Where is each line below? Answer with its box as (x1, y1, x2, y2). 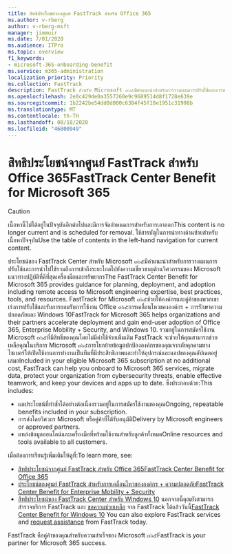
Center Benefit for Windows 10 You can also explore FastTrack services (17, 511, 221, 519)
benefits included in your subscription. (17, 407, 127, 416)
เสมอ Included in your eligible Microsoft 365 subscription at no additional (8, 356, 211, 365)
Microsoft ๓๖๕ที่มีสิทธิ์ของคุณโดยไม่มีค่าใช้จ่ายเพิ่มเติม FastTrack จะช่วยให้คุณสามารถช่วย (8, 333, 218, 341)
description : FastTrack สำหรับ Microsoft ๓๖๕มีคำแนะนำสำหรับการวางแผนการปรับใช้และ (8, 87, 216, 94)
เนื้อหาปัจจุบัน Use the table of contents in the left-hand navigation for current (8, 236, 218, 244)
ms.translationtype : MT (8, 106, 76, 113)
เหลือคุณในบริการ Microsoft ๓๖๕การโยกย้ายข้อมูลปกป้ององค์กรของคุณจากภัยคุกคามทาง (8, 341, 211, 350)
